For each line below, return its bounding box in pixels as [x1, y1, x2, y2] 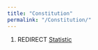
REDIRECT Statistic [17, 35, 72, 43]
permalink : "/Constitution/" [7, 16, 92, 23]
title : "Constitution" [7, 10, 73, 17]
